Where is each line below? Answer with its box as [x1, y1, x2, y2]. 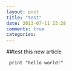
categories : [6, 32, 36, 38]
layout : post [6, 8, 39, 15]
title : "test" [6, 15, 42, 21]
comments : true [6, 25, 45, 32]
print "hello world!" [8, 60, 64, 66]
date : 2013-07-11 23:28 [6, 20, 67, 26]
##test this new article [6, 48, 62, 55]
